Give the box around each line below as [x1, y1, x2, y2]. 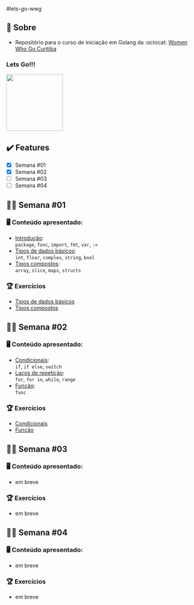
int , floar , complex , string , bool [14, 253, 95, 260]
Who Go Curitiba [14, 45, 57, 52]
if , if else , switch [14, 363, 62, 370]
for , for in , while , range [14, 375, 76, 383]
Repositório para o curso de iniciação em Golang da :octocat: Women [14, 39, 188, 46]
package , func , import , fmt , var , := [14, 241, 98, 248]
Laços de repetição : [14, 369, 65, 377]
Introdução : [14, 234, 44, 241]
